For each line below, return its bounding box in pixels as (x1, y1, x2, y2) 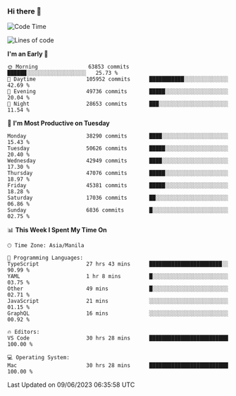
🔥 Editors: (7, 328, 40, 336)
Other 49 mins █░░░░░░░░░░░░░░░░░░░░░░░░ (7, 285, 229, 292)
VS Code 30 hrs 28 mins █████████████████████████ (7, 335, 229, 342)
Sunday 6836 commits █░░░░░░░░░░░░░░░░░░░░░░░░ (7, 207, 229, 214)
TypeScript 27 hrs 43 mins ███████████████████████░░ (7, 260, 229, 268)
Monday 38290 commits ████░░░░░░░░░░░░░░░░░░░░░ (7, 133, 229, 140)
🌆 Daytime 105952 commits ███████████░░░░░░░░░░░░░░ (7, 76, 229, 83)
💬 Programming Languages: (7, 254, 83, 262)
